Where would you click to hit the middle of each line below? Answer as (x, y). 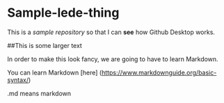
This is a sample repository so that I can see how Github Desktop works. (111, 32)
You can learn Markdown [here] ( (55, 72)
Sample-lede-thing (63, 13)
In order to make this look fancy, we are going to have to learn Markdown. (113, 59)
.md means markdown (39, 93)
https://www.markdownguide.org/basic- (159, 72)
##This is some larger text (45, 45)
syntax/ (18, 80)
